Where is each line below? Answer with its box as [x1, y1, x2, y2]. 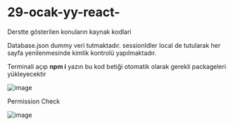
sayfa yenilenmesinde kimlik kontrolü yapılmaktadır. [7, 49, 157, 57]
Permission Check [7, 96, 61, 106]
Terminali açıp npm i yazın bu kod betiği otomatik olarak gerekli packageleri [7, 62, 227, 70]
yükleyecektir [7, 70, 46, 78]
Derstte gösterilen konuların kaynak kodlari [7, 27, 132, 36]
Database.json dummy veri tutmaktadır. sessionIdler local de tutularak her [7, 41, 221, 49]
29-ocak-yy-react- [7, 4, 120, 20]
